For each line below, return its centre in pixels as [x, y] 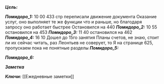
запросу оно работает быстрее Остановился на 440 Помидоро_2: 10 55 [81, 27]
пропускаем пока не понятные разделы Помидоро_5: [62, 48]
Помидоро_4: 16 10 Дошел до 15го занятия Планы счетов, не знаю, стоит [82, 37]
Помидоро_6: [20, 57]
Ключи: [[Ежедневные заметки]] [40, 76]
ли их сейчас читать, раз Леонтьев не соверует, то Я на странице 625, [79, 43]
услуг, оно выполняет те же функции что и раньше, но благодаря [74, 22]
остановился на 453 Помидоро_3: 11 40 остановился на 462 [69, 32]
